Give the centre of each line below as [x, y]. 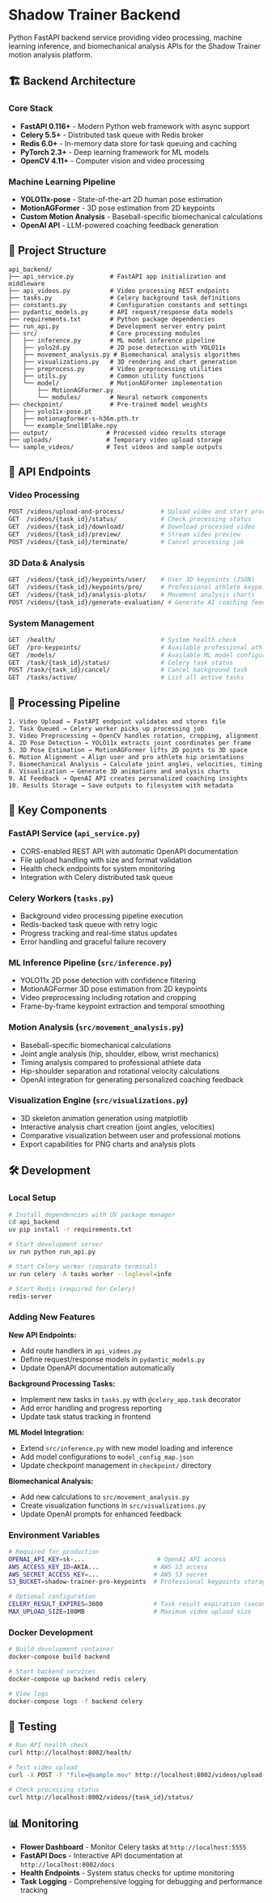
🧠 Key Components [58, 811]
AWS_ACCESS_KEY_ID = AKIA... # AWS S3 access [108, 1567]
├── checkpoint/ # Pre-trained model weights [108, 404]
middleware [27, 283]
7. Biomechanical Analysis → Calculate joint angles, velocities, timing [136, 764]
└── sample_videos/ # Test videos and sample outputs [115, 447]
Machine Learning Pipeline [62, 182]
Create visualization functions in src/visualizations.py [113, 1505]
